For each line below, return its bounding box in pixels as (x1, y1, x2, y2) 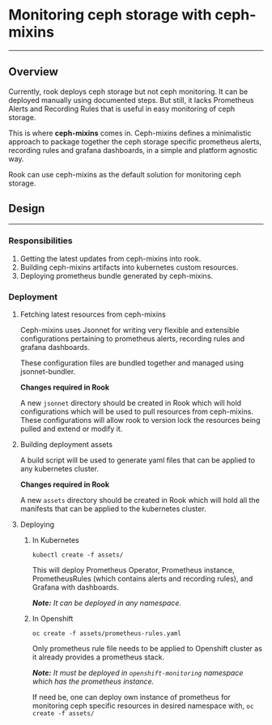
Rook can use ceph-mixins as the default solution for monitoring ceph (8, 169, 241, 179)
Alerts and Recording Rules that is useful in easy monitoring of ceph (8, 104, 236, 113)
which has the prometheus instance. (32, 676, 155, 686)
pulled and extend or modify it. (19, 424, 123, 434)
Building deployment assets (19, 440, 113, 450)
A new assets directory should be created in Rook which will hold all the (19, 496, 261, 505)
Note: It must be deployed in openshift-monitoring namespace (32, 668, 244, 678)
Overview (8, 65, 59, 79)
